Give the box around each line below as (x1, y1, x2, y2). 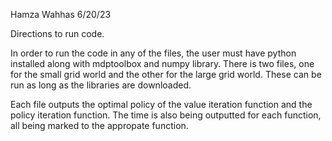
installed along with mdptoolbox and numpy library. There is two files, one (10, 58, 315, 69)
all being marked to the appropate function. (10, 120, 189, 131)
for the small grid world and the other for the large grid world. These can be (10, 69, 322, 80)
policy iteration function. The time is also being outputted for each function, (10, 109, 322, 121)
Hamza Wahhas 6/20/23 (10, 9, 112, 20)
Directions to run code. (10, 28, 105, 39)
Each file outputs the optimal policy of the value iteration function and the (10, 99, 313, 110)
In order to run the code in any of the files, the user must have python (10, 47, 297, 59)
